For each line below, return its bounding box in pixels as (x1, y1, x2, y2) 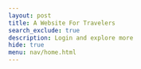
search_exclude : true (8, 26, 80, 34)
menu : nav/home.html (8, 48, 77, 56)
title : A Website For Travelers (8, 19, 116, 27)
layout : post (8, 11, 52, 20)
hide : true (8, 41, 45, 49)
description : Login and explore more (8, 33, 134, 42)
